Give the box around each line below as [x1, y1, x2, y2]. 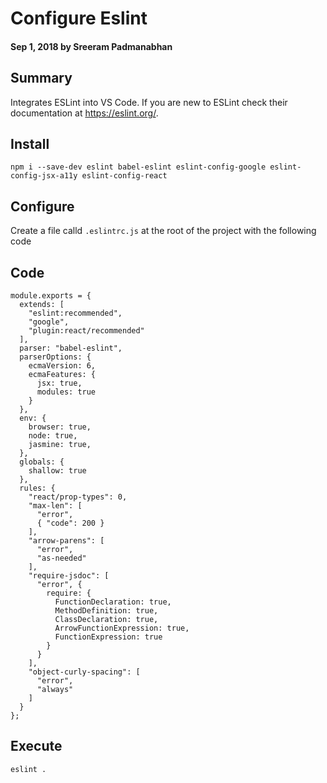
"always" [36, 685, 74, 695]
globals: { [19, 457, 65, 467]
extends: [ [19, 300, 65, 310]
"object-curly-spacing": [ [28, 667, 141, 677]
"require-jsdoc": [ [28, 571, 110, 581]
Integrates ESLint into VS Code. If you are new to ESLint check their [10, 96, 288, 108]
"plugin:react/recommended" [28, 326, 145, 336]
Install [10, 135, 50, 152]
